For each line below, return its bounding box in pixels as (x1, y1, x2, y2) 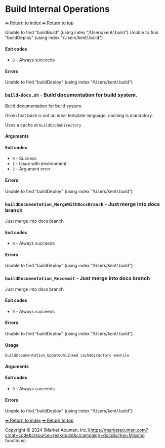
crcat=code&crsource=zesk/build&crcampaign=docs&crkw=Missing (5, 432, 145, 438)
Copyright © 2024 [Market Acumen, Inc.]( (5, 427, 91, 433)
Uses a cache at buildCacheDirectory (5, 122, 82, 128)
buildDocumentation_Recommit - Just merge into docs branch (5, 275, 150, 282)
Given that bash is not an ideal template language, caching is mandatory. (5, 112, 153, 118)
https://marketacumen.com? (90, 427, 148, 433)
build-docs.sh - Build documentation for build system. (5, 91, 137, 98)
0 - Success (12, 156, 37, 162)
